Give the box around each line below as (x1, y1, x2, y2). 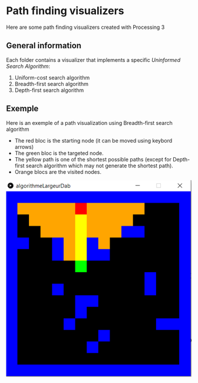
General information (6, 41, 81, 51)
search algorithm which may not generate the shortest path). (25, 162, 174, 169)
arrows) (14, 143, 34, 150)
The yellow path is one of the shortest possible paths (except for (14, 156, 172, 163)
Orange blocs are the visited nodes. (14, 168, 102, 175)
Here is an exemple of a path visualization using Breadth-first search (6, 119, 173, 126)
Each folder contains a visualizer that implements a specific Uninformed (6, 56, 181, 63)
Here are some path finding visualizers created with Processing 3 (6, 24, 165, 31)
